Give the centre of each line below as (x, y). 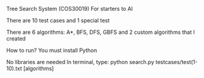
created (16, 38)
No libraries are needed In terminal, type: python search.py (80, 62)
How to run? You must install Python (52, 50)
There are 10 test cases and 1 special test (58, 20)
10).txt (14, 68)
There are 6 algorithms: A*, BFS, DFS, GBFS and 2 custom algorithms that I (100, 32)
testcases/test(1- (176, 62)
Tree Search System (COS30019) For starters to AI (69, 9)
